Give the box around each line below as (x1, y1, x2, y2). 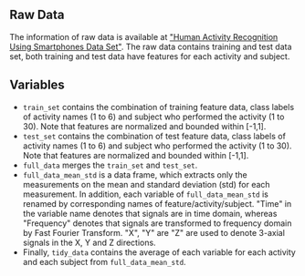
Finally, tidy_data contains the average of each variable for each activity (22, 246, 297, 258)
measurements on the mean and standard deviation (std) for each (22, 179, 271, 189)
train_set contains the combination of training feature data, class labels (22, 101, 295, 112)
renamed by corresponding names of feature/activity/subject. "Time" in (22, 198, 292, 209)
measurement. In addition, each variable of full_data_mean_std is (22, 189, 269, 199)
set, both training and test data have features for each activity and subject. (9, 50, 290, 62)
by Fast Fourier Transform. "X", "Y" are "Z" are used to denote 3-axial (22, 227, 286, 238)
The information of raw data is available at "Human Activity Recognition (9, 31, 279, 42)
